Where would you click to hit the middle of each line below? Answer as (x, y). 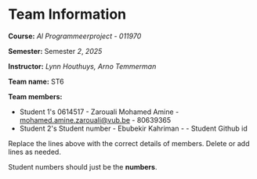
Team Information (67, 14)
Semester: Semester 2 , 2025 (55, 51)
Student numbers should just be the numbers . (83, 166)
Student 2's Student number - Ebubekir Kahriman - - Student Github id (134, 128)
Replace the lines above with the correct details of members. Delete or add (129, 143)
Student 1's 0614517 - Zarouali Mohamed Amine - (99, 112)
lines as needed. (34, 152)
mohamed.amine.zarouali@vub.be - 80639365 (95, 120)
